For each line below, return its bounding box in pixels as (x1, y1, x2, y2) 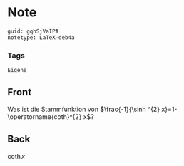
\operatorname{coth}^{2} (7, 113, 82, 121)
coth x (7, 152, 26, 160)
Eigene (7, 67, 27, 74)
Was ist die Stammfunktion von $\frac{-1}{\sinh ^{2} (7, 105, 160, 114)
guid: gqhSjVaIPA (7, 28, 59, 35)
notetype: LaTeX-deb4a (7, 33, 75, 41)
